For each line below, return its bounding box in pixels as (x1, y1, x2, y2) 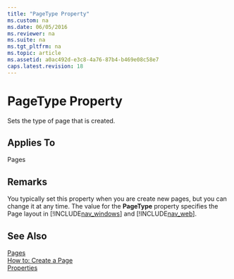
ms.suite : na (7, 37, 46, 44)
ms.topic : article (7, 50, 61, 57)
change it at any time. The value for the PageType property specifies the (7, 202, 218, 211)
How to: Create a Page (7, 256, 73, 264)
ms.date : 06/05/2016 (7, 23, 68, 30)
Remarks (7, 175, 48, 187)
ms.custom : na (7, 17, 49, 24)
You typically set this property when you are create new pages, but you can (7, 194, 228, 203)
